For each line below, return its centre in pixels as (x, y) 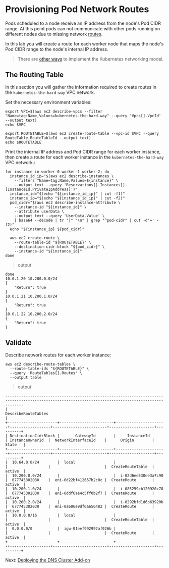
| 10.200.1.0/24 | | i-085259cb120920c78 (84, 489)
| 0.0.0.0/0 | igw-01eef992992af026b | (61, 529)
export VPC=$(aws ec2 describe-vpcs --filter (54, 111)
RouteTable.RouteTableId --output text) (48, 138)
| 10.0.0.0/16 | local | (61, 515)
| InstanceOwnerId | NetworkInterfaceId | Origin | (80, 440)
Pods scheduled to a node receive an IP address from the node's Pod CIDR (83, 23)
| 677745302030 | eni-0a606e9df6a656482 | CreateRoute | (80, 506)
